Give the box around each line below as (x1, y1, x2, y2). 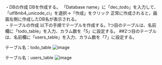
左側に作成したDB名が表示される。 (9, 16, 79, 22)
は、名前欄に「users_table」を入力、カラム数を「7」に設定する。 (5, 34, 137, 40)
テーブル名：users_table (5, 55, 54, 60)
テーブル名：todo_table (5, 45, 52, 50)
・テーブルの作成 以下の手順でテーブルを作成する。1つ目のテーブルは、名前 (5, 22, 157, 28)
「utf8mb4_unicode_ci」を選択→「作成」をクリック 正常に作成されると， (5, 10, 153, 16)
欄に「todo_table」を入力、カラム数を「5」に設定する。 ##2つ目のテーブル (5, 28, 157, 34)
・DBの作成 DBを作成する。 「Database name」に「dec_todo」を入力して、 (5, 4, 159, 10)
